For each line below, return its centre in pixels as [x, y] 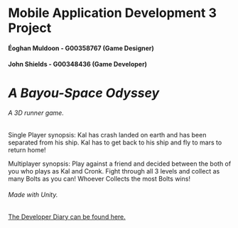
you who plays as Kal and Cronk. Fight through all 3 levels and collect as [114, 171]
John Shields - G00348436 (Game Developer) [78, 64]
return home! [27, 149]
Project [30, 28]
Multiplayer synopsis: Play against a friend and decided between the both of [120, 164]
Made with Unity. [33, 195]
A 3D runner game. [36, 113]
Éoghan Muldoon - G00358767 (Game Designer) [81, 48]
